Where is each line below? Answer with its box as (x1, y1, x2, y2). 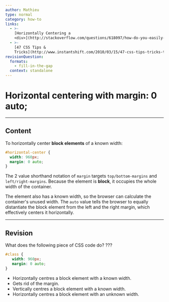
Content (5, 127, 32, 135)
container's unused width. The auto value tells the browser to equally (5, 199, 148, 205)
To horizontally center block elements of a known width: (5, 140, 123, 146)
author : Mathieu (5, 7, 39, 13)
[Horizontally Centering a (14, 31, 71, 36)
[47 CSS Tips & (14, 45, 46, 50)
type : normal (5, 12, 33, 17)
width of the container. (5, 184, 52, 190)
